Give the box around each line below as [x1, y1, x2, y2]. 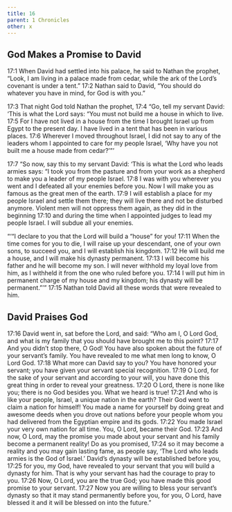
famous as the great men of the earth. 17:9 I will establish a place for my [7, 190, 213, 198]
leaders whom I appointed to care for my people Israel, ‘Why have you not [7, 139, 218, 147]
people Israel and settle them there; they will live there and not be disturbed [7, 196, 223, 205]
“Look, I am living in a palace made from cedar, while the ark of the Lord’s [7, 74, 217, 83]
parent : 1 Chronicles [7, 17, 70, 24]
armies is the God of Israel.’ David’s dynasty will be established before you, [7, 455, 222, 462]
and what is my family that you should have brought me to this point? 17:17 [7, 337, 219, 345]
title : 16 [7, 10, 36, 17]
